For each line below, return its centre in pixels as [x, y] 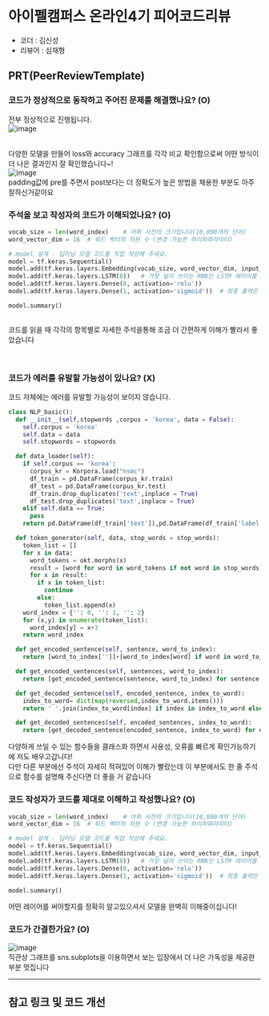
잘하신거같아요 [31, 192]
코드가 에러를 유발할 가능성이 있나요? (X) [82, 378]
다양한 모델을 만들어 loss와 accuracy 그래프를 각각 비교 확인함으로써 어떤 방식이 [134, 153]
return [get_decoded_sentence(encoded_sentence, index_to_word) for [139, 730]
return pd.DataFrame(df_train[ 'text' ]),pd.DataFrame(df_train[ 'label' [143, 524]
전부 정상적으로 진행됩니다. [50, 119]
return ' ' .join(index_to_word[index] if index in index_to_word [134, 708]
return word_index [53, 635]
